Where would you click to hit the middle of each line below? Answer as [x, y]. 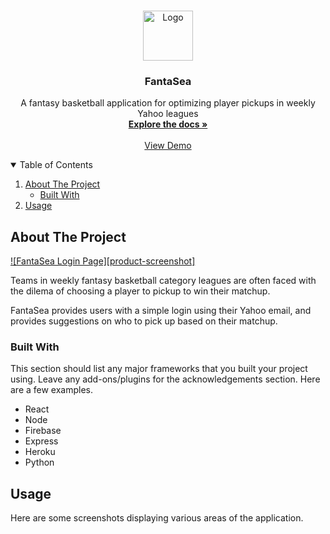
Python [39, 462]
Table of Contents [56, 165]
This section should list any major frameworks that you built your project [159, 369]
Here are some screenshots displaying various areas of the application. [157, 518]
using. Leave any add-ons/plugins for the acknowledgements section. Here [165, 379]
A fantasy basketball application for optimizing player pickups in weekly [168, 103]
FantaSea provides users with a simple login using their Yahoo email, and [161, 311]
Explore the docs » [168, 124]
